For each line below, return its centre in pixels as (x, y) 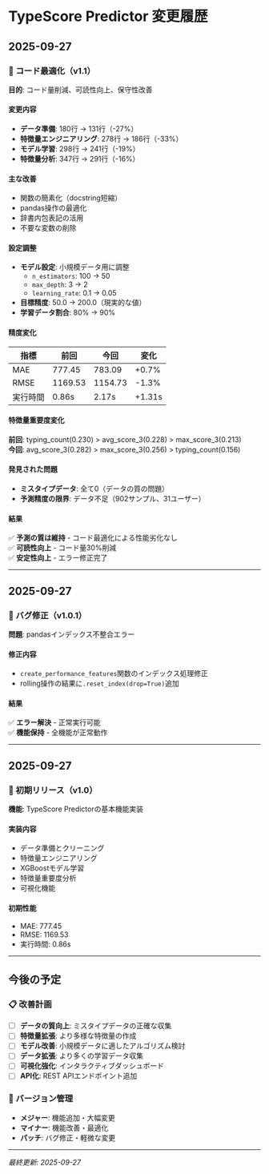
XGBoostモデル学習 (52, 868)
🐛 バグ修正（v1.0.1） (48, 615)
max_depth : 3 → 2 (60, 284)
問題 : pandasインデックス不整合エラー (72, 634)
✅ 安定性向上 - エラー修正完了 (58, 558)
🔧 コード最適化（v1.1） (52, 70)
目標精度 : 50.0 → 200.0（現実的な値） (83, 303)
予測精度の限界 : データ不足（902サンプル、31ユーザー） (112, 499)
